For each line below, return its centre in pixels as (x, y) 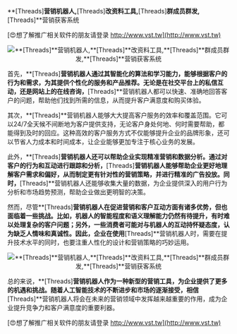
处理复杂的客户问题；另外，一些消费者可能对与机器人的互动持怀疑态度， (118, 225)
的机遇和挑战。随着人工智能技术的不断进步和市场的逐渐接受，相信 (103, 290)
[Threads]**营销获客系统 (43, 20)
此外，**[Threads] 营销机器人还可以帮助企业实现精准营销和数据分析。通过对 (117, 157)
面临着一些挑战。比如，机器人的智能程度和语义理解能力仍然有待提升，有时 (115, 216)
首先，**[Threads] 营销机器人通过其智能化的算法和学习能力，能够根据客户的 (117, 74)
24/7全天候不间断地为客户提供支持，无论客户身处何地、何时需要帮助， (116, 124)
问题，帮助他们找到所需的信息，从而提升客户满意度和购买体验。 (112, 100)
